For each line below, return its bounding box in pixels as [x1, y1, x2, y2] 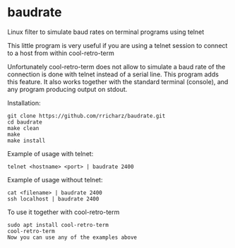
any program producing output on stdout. [7, 85, 128, 93]
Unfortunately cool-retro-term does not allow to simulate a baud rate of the [7, 62, 226, 71]
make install [7, 137, 46, 144]
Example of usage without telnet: [7, 175, 103, 184]
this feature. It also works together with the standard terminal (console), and [7, 77, 229, 85]
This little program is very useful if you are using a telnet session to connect [7, 41, 228, 49]
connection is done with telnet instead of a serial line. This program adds [7, 70, 219, 78]
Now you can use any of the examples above [7, 234, 138, 241]
